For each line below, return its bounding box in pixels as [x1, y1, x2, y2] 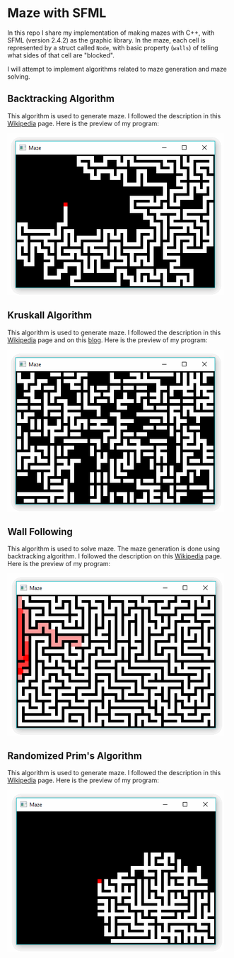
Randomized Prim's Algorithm [7, 750, 143, 762]
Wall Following [7, 526, 73, 538]
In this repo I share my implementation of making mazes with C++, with [7, 28, 215, 37]
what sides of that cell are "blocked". [7, 51, 115, 60]
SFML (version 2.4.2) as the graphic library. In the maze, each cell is [7, 35, 206, 44]
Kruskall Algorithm [7, 310, 93, 322]
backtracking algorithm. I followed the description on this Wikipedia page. [7, 552, 222, 560]
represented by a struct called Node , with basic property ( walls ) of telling [7, 43, 218, 52]
